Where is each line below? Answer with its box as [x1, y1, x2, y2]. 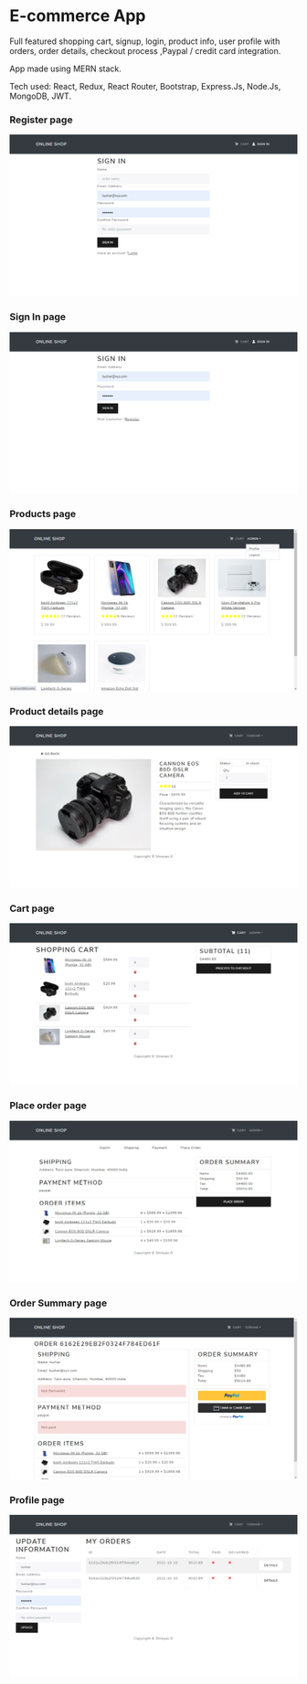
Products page [9, 508, 76, 521]
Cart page [9, 902, 55, 915]
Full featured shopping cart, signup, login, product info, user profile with [9, 36, 281, 47]
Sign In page [9, 311, 67, 323]
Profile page [9, 1493, 66, 1506]
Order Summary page [9, 1297, 108, 1309]
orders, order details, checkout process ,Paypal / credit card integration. [9, 45, 281, 56]
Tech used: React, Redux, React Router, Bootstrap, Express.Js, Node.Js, [9, 80, 281, 91]
